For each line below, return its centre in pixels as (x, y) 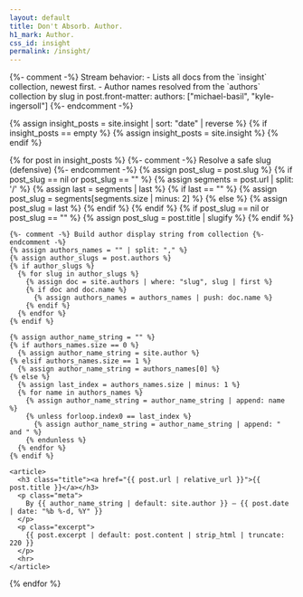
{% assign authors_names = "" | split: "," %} (99, 251)
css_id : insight (40, 43)
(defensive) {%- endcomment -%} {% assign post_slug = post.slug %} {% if (151, 170)
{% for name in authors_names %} (80, 393)
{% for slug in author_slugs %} (79, 274)
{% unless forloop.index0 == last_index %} (109, 417)
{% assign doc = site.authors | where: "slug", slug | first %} (149, 282)
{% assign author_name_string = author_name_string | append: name (155, 401)
